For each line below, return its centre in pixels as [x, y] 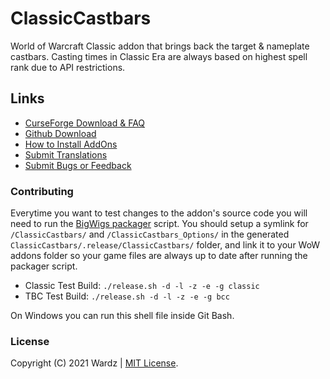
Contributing [42, 191]
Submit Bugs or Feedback [78, 165]
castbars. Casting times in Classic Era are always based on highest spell [159, 56]
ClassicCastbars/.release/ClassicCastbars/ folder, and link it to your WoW [165, 245]
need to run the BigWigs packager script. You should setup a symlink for [159, 224]
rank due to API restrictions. [68, 67]
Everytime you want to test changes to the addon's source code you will [159, 213]
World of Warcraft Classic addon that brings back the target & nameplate [160, 46]
